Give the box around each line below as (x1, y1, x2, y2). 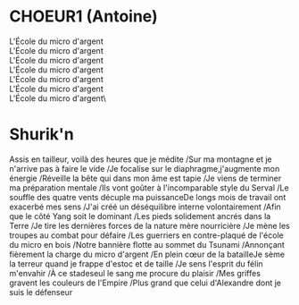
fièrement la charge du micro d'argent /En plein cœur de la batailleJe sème (9, 249, 286, 259)
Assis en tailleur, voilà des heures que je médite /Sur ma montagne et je (9, 154, 272, 165)
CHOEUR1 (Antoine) (9, 6, 158, 27)
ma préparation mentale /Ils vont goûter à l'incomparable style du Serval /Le (9, 182, 289, 193)
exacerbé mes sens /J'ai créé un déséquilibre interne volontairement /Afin (9, 201, 281, 212)
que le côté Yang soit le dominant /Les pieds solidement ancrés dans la (9, 210, 271, 221)
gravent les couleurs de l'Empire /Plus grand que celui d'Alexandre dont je (9, 277, 282, 288)
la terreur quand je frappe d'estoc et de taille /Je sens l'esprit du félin (9, 258, 263, 269)
